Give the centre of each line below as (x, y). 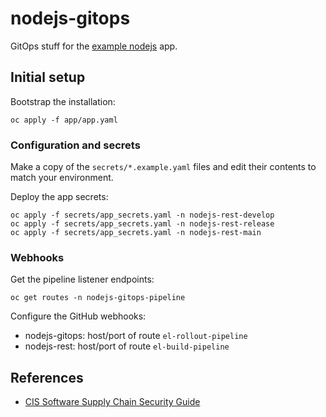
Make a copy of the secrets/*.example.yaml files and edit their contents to (163, 167)
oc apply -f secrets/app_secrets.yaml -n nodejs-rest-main (136, 233)
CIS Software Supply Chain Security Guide (112, 402)
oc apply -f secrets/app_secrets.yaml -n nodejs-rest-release (142, 224)
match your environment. (62, 178)
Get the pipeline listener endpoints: (82, 279)
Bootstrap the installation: (63, 101)
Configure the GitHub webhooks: (78, 316)
